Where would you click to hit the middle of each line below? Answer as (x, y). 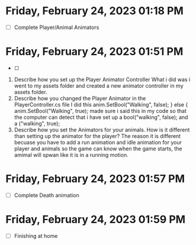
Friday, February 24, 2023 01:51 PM (94, 52)
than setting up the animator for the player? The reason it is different (97, 136)
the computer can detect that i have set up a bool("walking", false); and (101, 117)
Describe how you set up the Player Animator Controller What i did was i (102, 79)
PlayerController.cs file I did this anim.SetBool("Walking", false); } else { (101, 104)
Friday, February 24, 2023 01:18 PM (95, 11)
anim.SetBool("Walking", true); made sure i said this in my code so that (100, 111)
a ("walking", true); (37, 123)
